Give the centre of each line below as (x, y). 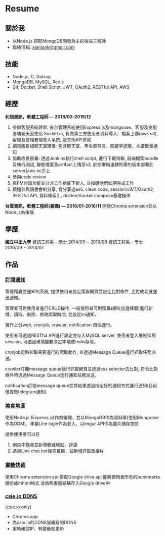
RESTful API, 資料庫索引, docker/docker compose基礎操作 (71, 195)
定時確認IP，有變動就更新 (38, 529)
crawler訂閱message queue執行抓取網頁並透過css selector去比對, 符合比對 (82, 369)
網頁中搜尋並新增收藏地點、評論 (45, 445)
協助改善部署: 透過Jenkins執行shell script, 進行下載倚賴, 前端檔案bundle (85, 158)
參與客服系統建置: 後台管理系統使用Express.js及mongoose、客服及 (80, 127)
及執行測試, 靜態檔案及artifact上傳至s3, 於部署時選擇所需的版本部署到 (83, 164)
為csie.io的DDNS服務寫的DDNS (44, 523)
